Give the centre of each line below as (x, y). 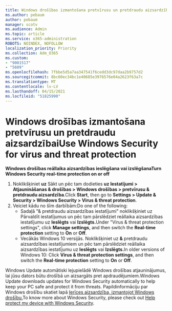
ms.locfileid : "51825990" (33, 96)
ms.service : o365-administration (41, 39)
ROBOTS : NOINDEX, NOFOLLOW (34, 44)
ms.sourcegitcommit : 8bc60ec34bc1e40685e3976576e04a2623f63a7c (74, 77)
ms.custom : (17, 58)
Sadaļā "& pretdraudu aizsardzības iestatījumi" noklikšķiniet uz (86, 211)
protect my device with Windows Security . (50, 303)
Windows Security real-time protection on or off (58, 174)
